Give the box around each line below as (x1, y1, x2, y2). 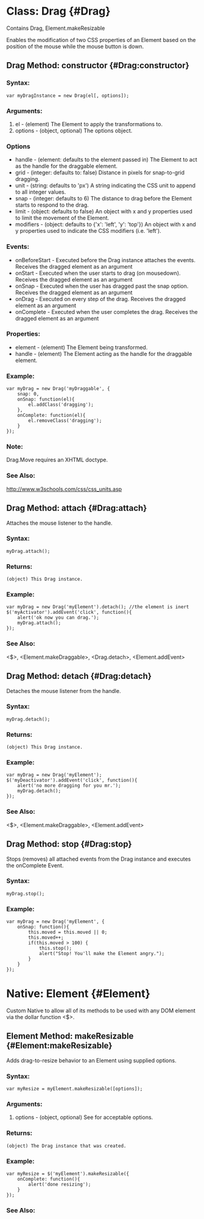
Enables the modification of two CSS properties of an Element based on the (6, 36, 196, 43)
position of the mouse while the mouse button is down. (6, 43, 144, 50)
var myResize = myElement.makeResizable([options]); (6, 1086, 143, 1092)
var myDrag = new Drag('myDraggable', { (6, 386, 111, 392)
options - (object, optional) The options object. (15, 127, 133, 134)
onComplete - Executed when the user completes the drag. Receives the (15, 308, 198, 315)
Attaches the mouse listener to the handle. (6, 519, 113, 527)
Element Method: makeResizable (6, 1031, 134, 1042)
